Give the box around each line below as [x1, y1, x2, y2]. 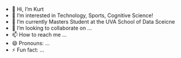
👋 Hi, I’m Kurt [11, 6, 44, 12]
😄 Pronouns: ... [11, 40, 50, 47]
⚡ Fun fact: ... [11, 46, 44, 53]
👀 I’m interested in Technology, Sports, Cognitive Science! [11, 12, 154, 19]
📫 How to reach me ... [11, 31, 67, 38]
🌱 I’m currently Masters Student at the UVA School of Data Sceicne [11, 18, 176, 25]
